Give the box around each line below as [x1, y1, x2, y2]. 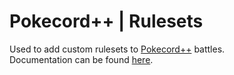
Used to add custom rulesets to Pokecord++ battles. [9, 43, 226, 55]
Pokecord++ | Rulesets [9, 10, 204, 33]
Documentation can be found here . [9, 53, 154, 65]
